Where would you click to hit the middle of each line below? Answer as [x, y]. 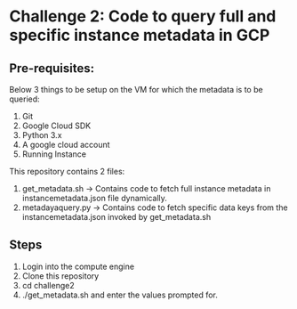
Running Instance [54, 154]
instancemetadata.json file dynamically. [94, 198]
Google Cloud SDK [56, 126]
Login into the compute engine [78, 266]
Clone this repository [60, 276]
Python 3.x [42, 135]
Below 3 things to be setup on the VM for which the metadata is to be [136, 89]
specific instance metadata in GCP [140, 35]
